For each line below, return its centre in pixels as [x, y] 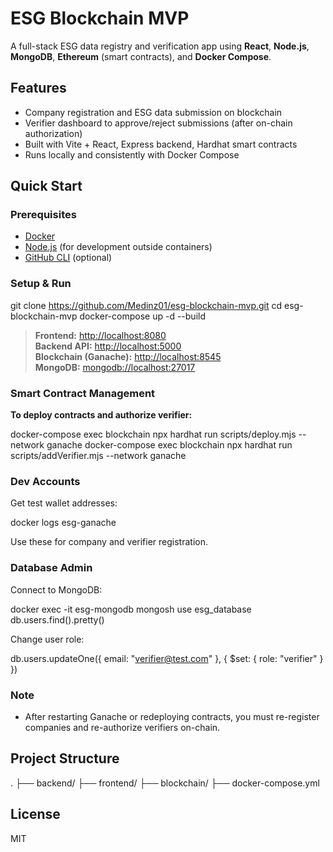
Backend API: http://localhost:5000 [108, 346]
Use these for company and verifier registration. [109, 542]
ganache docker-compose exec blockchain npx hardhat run [169, 445]
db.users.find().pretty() [57, 619]
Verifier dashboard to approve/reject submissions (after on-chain [158, 123]
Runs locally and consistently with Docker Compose [132, 154]
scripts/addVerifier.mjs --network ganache [98, 456]
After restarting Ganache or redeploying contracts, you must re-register [172, 716]
